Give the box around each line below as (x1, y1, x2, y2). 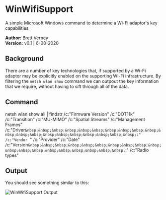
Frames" (5, 122, 23, 128)
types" (5, 152, 19, 158)
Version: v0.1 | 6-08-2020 (5, 40, 59, 46)
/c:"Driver (5, 127, 25, 133)
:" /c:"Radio (125, 147, 149, 153)
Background (5, 55, 44, 63)
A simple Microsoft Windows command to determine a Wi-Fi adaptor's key (5, 20, 158, 26)
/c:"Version (5, 141, 28, 147)
